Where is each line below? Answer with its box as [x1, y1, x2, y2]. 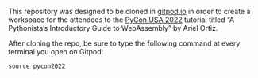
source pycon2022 [8, 62, 66, 70]
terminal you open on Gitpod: [8, 47, 104, 56]
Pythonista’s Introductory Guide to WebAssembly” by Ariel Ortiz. [8, 24, 218, 32]
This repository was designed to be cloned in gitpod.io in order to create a [8, 7, 251, 16]
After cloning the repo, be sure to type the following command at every [8, 39, 241, 48]
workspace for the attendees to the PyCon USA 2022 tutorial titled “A [8, 15, 235, 24]
